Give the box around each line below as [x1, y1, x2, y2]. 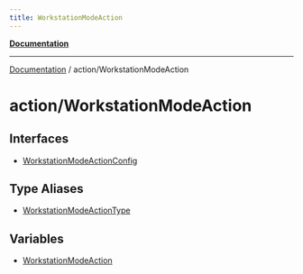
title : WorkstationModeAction [9, 13, 124, 23]
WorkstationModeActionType [22, 205, 131, 216]
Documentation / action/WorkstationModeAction [9, 64, 189, 75]
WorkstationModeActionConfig [22, 155, 138, 166]
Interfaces [9, 132, 69, 147]
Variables [9, 231, 65, 246]
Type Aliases [9, 181, 84, 196]
